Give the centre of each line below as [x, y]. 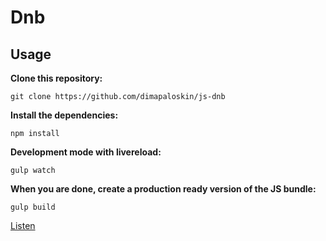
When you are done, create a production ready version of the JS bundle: [163, 189]
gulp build [33, 207]
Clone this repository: [56, 78]
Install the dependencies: [64, 115]
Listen [23, 225]
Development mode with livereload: [86, 152]
